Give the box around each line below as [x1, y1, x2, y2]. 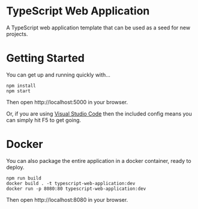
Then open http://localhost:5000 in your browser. [6, 98, 128, 105]
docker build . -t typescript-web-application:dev [6, 180, 136, 186]
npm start [6, 88, 31, 94]
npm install [6, 83, 36, 89]
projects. [6, 30, 28, 37]
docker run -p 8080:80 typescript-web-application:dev [6, 186, 146, 192]
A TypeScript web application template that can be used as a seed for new [6, 24, 191, 31]
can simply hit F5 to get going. [6, 116, 82, 123]
